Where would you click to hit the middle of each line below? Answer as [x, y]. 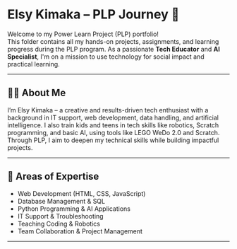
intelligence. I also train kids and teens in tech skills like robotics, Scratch [113, 125]
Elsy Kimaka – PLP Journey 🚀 [93, 15]
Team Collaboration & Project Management [80, 231]
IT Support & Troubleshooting [60, 216]
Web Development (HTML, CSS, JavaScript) [81, 193]
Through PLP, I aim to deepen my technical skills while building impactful [113, 140]
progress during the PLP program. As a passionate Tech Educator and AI [114, 49]
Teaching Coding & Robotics [59, 224]
